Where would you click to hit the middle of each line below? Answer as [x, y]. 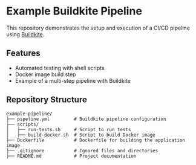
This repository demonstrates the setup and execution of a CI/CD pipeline [98, 28]
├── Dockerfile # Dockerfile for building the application [96, 140]
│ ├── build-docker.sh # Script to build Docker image [81, 135]
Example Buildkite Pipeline [74, 11]
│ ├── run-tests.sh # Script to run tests [69, 129]
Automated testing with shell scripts [60, 68]
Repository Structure [47, 100]
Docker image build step [45, 74]
